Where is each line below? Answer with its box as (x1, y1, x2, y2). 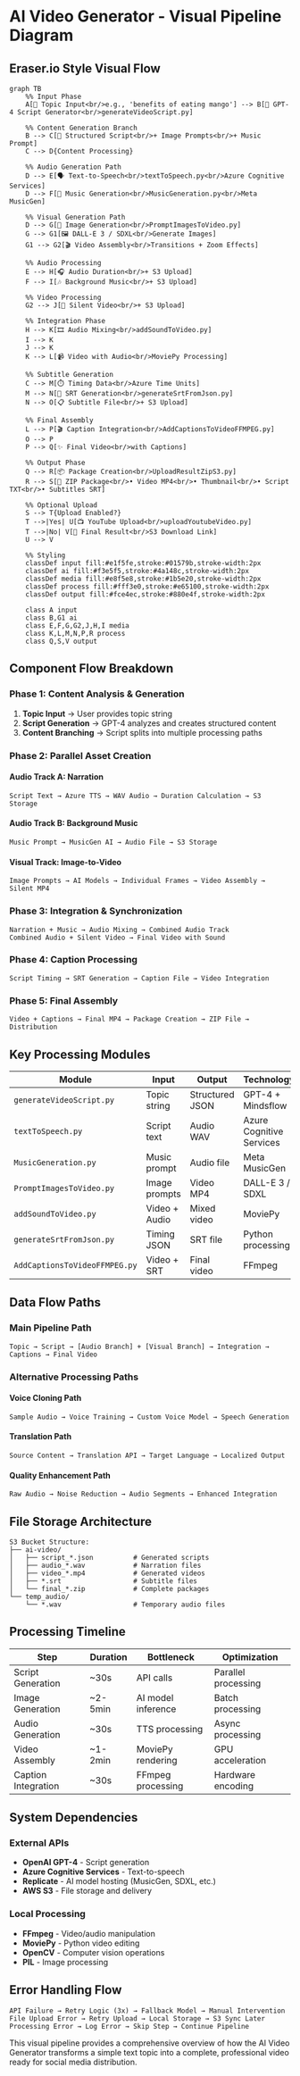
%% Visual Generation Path (25, 213, 126, 221)
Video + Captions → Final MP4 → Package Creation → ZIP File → (9, 1015, 250, 1024)
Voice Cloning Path (9, 1393, 82, 1404)
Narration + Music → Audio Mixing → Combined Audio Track (9, 925, 229, 934)
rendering (136, 1754, 178, 1766)
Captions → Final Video (9, 1350, 98, 1359)
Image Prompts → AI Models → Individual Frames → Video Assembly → (9, 877, 266, 886)
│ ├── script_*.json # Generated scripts (9, 1553, 210, 1562)
